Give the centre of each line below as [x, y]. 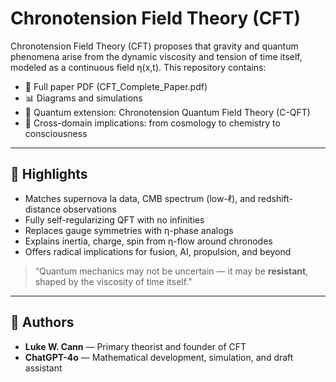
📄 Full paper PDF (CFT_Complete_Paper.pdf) [116, 86]
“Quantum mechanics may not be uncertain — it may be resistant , [171, 271]
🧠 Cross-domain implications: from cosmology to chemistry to [152, 123]
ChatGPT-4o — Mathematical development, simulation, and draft [159, 357]
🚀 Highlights [49, 174]
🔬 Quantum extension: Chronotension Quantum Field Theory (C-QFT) [167, 112]
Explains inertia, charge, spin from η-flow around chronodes [148, 241]
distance [43, 209]
